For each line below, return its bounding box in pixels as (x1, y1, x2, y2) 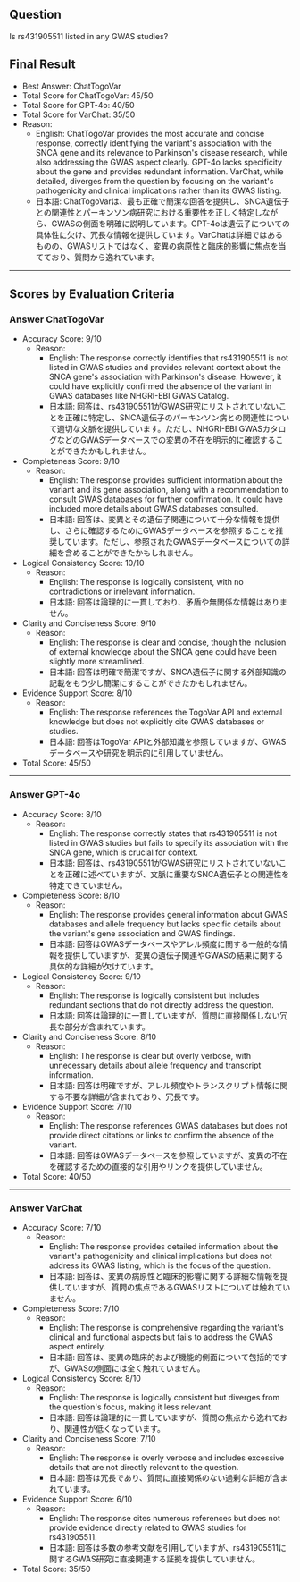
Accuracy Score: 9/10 (21, 334, 103, 344)
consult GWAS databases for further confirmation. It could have (48, 494, 284, 504)
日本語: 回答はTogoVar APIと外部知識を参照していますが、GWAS (48, 737, 287, 748)
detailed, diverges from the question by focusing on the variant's (35, 175, 274, 186)
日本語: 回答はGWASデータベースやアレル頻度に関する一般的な (48, 938, 280, 949)
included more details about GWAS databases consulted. (48, 503, 259, 514)
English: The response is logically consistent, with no (48, 577, 244, 588)
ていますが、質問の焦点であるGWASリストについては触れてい (63, 1282, 291, 1292)
